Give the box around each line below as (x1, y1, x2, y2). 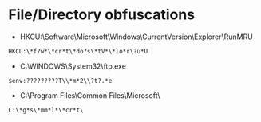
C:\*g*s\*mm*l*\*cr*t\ (8, 106, 84, 114)
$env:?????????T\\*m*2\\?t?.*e (8, 77, 113, 85)
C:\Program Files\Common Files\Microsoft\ (19, 90, 161, 100)
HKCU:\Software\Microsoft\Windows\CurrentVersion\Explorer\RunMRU (19, 32, 253, 41)
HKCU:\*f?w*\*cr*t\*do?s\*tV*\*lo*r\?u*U (8, 47, 148, 55)
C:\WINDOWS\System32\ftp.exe (19, 61, 126, 71)
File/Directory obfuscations (8, 6, 196, 24)
